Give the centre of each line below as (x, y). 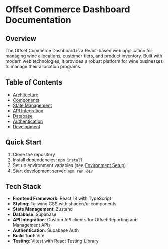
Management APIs (32, 225)
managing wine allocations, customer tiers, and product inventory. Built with (84, 56)
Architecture (25, 95)
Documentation (38, 20)
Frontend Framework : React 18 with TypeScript (62, 198)
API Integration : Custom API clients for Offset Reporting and (75, 220)
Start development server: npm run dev (53, 171)
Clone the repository (34, 154)
